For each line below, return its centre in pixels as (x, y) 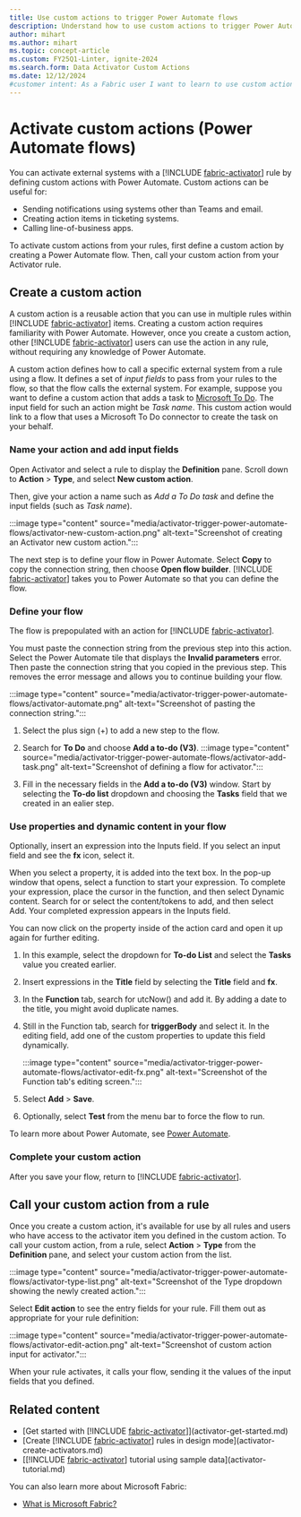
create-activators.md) (63, 1450)
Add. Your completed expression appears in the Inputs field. (120, 911)
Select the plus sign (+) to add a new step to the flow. (121, 730)
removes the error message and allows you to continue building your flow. (146, 677)
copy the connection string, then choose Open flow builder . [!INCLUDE (141, 569)
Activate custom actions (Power (131, 129)
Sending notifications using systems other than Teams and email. (142, 209)
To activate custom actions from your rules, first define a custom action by (147, 245)
